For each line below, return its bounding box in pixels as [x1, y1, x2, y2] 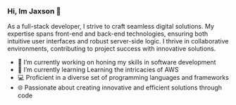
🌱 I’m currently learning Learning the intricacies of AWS [17, 66, 179, 74]
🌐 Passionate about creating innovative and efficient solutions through [17, 83, 223, 92]
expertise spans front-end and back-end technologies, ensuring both [7, 29, 209, 38]
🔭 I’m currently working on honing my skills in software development [17, 58, 216, 66]
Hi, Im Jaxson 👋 [7, 6, 61, 16]
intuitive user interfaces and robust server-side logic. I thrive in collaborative [7, 37, 229, 45]
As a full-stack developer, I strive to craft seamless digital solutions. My [7, 22, 215, 31]
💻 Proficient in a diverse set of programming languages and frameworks [17, 73, 229, 82]
